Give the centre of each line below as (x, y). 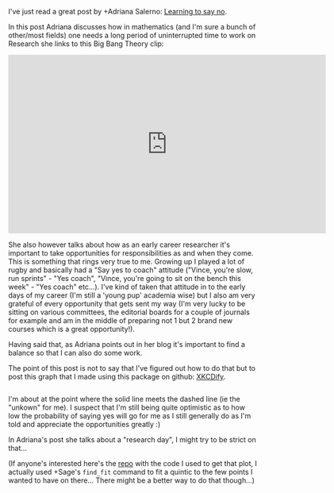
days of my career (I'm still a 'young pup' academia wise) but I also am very (132, 295)
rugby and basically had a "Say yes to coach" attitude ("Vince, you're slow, (131, 270)
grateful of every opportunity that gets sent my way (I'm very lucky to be (127, 304)
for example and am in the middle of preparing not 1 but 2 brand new (120, 320)
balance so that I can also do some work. (75, 353)
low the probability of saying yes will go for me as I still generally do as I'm (130, 416)
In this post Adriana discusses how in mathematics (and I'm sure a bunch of (132, 27)
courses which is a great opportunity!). (71, 329)
